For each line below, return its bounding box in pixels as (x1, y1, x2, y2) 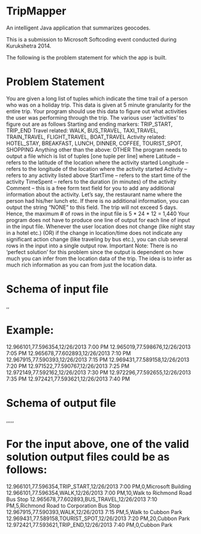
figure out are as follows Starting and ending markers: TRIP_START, (6, 120, 173, 128)
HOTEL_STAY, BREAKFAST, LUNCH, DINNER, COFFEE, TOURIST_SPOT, (6, 140, 183, 147)
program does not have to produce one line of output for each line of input (6, 216, 190, 223)
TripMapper (6, 4, 67, 18)
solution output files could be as (6, 450, 170, 464)
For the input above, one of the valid (6, 437, 190, 451)
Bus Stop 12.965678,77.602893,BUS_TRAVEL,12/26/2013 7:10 (6, 495, 158, 503)
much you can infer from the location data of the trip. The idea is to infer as (6, 255, 192, 262)
